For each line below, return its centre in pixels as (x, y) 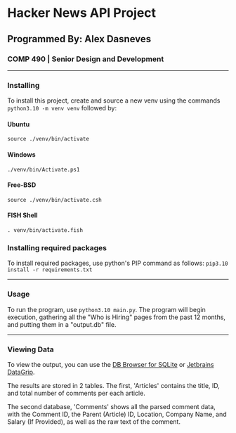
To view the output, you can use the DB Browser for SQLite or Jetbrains (111, 364)
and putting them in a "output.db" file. (62, 324)
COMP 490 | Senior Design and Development (86, 59)
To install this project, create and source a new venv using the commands (114, 101)
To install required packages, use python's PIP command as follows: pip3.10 (118, 263)
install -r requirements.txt (50, 270)
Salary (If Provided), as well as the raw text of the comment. (94, 421)
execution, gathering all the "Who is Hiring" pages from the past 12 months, (117, 317)
